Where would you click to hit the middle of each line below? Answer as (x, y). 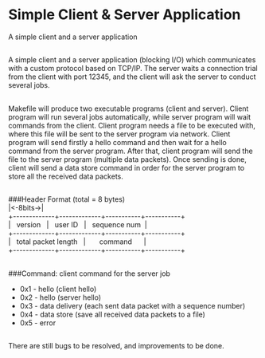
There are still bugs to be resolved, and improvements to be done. (116, 345)
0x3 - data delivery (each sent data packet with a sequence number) (132, 305)
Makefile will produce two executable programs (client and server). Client (129, 108)
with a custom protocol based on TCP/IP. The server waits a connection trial (133, 69)
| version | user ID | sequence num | (78, 225)
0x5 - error (38, 323)
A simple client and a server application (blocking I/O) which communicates (132, 60)
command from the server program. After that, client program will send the (131, 151)
